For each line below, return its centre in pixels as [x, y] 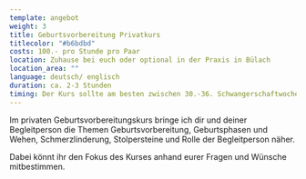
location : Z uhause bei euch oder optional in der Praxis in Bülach [140, 60]
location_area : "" [44, 69]
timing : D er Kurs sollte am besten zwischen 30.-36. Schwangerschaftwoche [154, 94]
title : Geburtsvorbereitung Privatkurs [85, 35]
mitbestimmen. [37, 166]
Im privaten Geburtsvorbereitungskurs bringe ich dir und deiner [128, 120]
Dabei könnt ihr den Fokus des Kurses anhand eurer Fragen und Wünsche [148, 156]
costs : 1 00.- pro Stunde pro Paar [75, 52]
